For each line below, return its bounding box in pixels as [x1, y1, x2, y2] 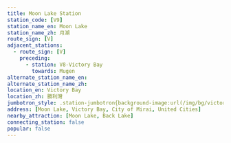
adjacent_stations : [7, 42, 63, 49]
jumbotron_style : [7, 100, 57, 107]
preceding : [19, 55, 51, 62]
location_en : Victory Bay [7, 87, 81, 93]
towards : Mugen [32, 67, 76, 74]
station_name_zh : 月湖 [7, 29, 70, 36]
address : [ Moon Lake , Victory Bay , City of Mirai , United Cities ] [7, 106, 201, 113]
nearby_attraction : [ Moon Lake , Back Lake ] [7, 112, 134, 119]
